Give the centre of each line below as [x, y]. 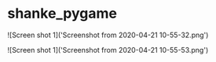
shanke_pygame [62, 14]
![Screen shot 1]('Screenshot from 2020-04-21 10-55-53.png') [108, 50]
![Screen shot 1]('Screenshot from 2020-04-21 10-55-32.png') [108, 35]
